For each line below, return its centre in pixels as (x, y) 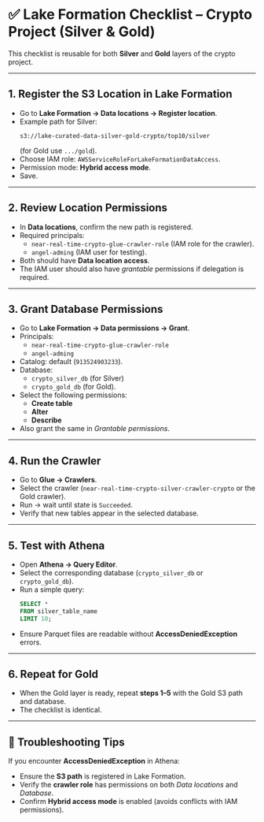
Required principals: (52, 235)
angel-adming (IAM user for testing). (89, 252)
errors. (30, 642)
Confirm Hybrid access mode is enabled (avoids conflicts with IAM (128, 802)
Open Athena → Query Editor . (68, 564)
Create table (52, 404)
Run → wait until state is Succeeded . (76, 505)
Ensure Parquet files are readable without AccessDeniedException (128, 634)
